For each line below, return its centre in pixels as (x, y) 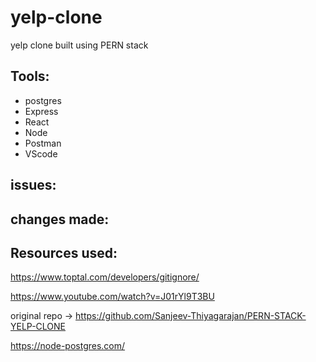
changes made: (60, 219)
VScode (41, 153)
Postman (43, 143)
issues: (33, 185)
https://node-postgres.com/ (68, 346)
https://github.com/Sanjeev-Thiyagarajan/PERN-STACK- (191, 316)
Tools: (30, 76)
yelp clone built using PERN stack (79, 45)
